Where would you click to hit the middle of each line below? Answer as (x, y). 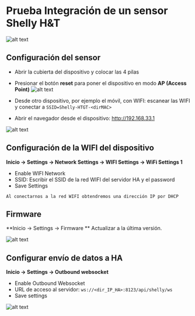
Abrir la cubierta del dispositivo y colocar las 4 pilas (76, 72)
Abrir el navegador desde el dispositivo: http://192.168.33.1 (84, 118)
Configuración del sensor (53, 58)
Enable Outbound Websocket (50, 283)
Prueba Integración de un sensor (87, 11)
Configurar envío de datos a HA (65, 258)
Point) (22, 89)
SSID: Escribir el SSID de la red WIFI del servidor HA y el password (95, 179)
